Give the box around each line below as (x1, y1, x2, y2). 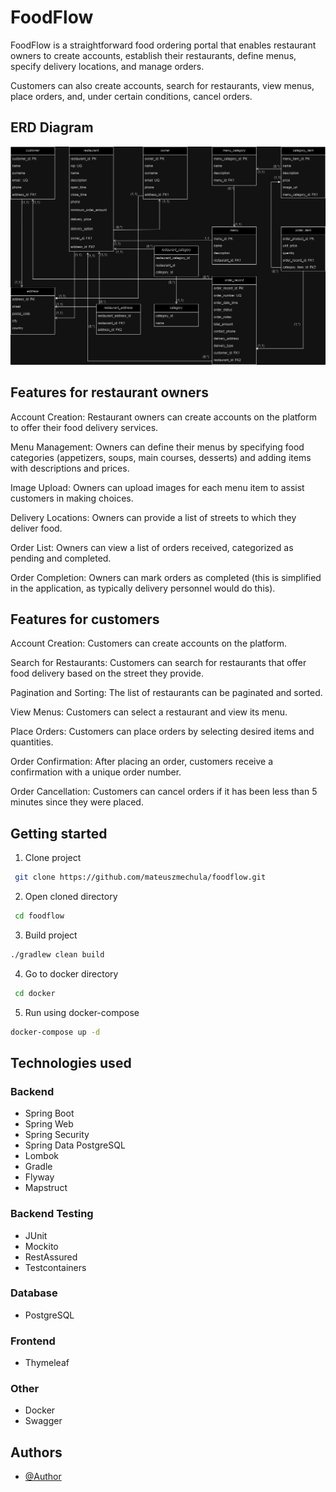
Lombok (24, 1150, 60, 1162)
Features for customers (10, 611, 160, 628)
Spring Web (24, 1118, 74, 1130)
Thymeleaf (24, 1357, 70, 1369)
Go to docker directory (24, 967, 119, 980)
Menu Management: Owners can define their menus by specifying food (10, 441, 305, 453)
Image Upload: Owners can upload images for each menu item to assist (10, 481, 305, 493)
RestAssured (24, 1251, 78, 1263)
